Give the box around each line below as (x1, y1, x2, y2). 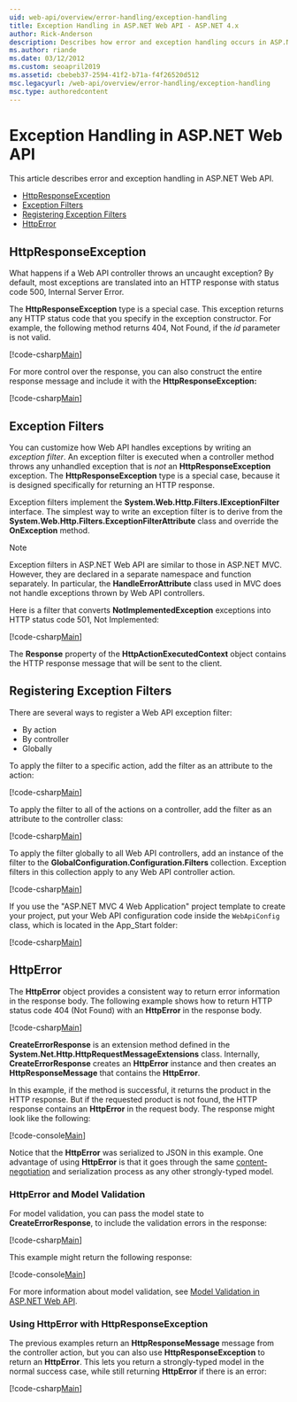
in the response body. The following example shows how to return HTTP (9, 995, 272, 1006)
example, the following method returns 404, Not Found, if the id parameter (9, 322, 281, 333)
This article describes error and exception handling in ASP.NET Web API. (9, 174, 274, 184)
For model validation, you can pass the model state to (9, 1208, 205, 1219)
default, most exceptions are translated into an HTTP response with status (9, 277, 280, 288)
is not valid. (9, 332, 51, 343)
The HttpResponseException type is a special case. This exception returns (9, 304, 285, 314)
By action (21, 724, 57, 735)
